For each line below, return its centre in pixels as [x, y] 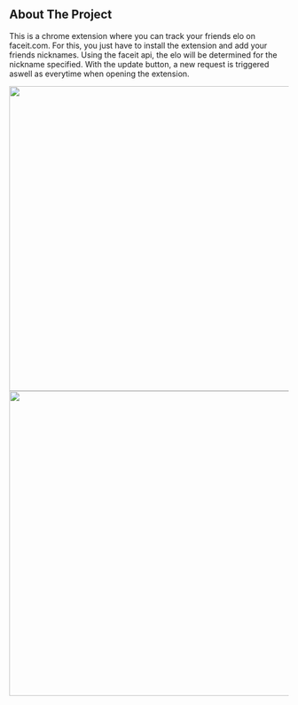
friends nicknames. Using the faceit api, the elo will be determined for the [143, 55]
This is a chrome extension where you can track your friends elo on [132, 35]
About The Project [61, 15]
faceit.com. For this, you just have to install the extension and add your [138, 45]
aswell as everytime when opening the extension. [99, 74]
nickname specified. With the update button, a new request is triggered [139, 64]
